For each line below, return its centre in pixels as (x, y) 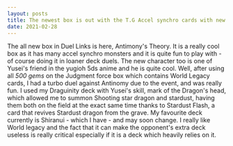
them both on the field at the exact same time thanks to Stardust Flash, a (111, 106)
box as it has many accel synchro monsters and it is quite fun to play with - (114, 54)
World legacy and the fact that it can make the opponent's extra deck (106, 128)
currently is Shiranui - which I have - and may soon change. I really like (109, 120)
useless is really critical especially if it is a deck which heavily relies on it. (112, 135)
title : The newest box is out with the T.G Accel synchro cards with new (116, 20)
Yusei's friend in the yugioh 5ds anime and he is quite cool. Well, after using (116, 68)
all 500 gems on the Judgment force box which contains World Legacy (109, 76)
